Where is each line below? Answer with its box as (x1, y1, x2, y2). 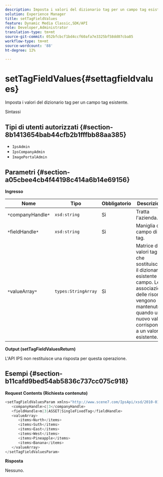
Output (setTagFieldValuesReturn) (5, 346, 76, 352)
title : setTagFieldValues (5, 16, 57, 21)
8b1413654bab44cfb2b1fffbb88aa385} (5, 130, 127, 139)
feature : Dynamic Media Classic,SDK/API (5, 20, 88, 26)
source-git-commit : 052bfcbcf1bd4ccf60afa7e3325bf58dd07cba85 (5, 35, 133, 39)
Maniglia (135, 222, 155, 229)
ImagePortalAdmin (12, 155, 48, 160)
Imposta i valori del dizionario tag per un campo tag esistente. (5, 99, 129, 105)
